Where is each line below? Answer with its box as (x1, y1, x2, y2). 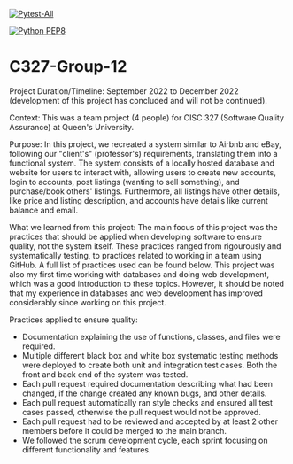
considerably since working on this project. (9, 297, 166, 307)
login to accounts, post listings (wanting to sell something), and (9, 176, 241, 187)
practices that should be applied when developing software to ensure (9, 231, 263, 242)
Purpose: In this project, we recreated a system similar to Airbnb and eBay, (9, 138, 281, 150)
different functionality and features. (21, 444, 152, 455)
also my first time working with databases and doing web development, (9, 268, 270, 279)
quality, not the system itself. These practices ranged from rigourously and (9, 240, 281, 251)
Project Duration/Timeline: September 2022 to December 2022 (9, 85, 239, 97)
